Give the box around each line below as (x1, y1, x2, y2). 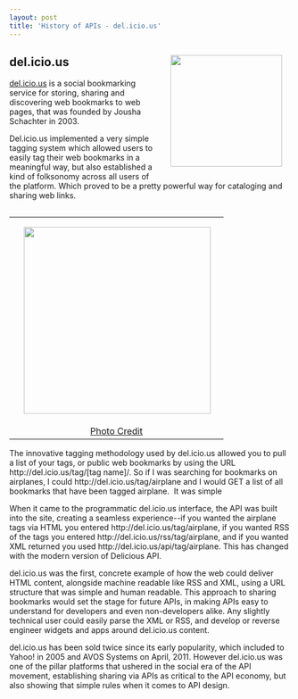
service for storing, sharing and (9, 87, 125, 98)
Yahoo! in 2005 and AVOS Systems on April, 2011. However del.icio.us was (9, 652, 284, 662)
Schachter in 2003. (9, 116, 80, 127)
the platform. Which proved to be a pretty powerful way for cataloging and (9, 180, 283, 192)
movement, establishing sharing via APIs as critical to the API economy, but (9, 670, 286, 681)
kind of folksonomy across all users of (9, 171, 150, 182)
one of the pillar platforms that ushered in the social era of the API (9, 662, 252, 672)
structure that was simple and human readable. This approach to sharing (9, 587, 277, 598)
